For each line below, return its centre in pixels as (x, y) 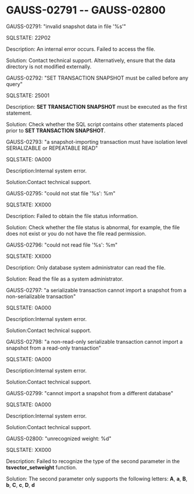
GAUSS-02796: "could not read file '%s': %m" (62, 245)
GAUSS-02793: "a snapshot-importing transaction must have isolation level (97, 141)
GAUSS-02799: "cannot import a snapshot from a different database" (90, 393)
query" (14, 84)
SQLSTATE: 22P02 (28, 37)
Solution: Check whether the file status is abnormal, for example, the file (93, 227)
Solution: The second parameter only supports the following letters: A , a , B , (97, 479)
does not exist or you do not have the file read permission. (76, 233)
